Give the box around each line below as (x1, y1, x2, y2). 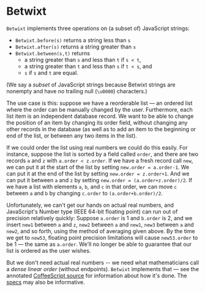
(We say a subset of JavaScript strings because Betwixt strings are (6, 81, 176, 88)
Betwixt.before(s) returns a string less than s (15, 36, 131, 44)
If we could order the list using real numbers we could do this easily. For (6, 144, 188, 151)
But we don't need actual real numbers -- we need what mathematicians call (6, 259, 199, 266)
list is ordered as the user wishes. (6, 247, 91, 254)
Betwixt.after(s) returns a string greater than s (15, 43, 136, 50)
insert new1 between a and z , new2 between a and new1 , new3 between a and (6, 221, 194, 228)
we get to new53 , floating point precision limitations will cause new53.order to (6, 234, 198, 241)
